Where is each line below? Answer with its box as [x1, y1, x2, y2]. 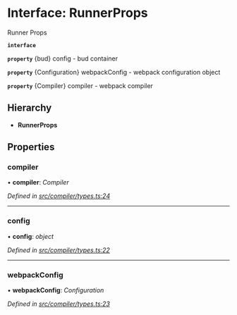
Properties [7, 141, 55, 153]
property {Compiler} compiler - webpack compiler [7, 81, 154, 89]
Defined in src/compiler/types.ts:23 [7, 299, 111, 308]
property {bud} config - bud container [7, 54, 119, 63]
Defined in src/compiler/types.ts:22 [7, 245, 111, 254]
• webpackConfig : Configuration [7, 286, 104, 295]
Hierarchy [7, 102, 52, 114]
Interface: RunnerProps [7, 5, 148, 21]
